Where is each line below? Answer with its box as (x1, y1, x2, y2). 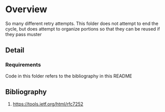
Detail (5, 46, 25, 54)
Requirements (5, 61, 41, 68)
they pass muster (5, 31, 42, 37)
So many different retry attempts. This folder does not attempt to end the (5, 20, 158, 26)
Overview (5, 4, 48, 15)
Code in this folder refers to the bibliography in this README (5, 73, 132, 79)
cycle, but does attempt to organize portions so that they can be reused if (5, 25, 160, 32)
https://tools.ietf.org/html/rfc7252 (12, 101, 83, 107)
